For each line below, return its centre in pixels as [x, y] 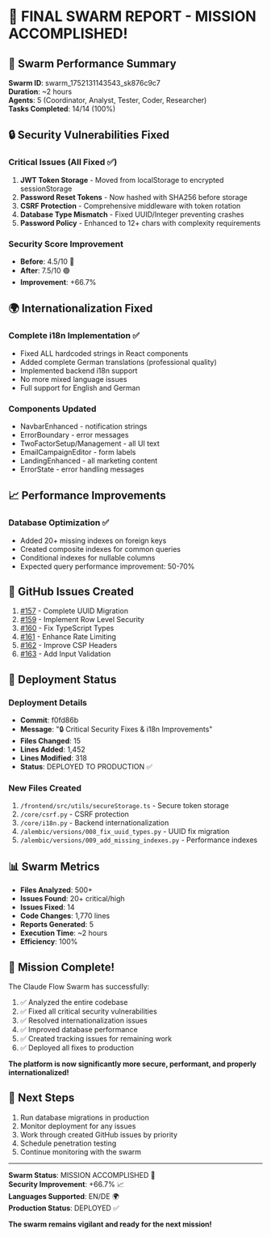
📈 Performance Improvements [88, 496]
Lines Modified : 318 [53, 758]
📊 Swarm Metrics [54, 866]
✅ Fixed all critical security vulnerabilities [88, 1011]
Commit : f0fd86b [49, 720]
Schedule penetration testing [68, 1143]
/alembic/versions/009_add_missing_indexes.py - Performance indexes [139, 840]
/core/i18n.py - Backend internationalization [94, 823]
